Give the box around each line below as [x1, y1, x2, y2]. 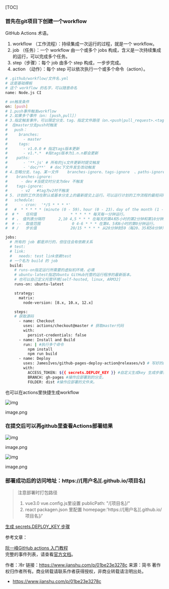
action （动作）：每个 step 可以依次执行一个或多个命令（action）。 [12, 66, 148, 72]
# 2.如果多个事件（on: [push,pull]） [5, 113, 78, 118]
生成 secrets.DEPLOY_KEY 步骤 [5, 523, 70, 530]
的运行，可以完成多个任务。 [12, 53, 70, 59]
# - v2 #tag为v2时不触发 [5, 188, 69, 193]
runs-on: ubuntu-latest [14, 282, 64, 287]
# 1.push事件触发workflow [5, 108, 57, 114]
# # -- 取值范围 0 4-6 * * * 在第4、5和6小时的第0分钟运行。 [5, 221, 157, 226]
